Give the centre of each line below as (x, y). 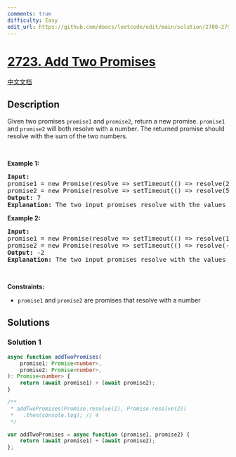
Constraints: (26, 287)
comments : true (29, 14)
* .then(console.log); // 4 (54, 415)
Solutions (29, 323)
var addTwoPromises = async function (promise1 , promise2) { (99, 435)
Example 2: (24, 218)
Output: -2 (26, 253)
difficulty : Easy (33, 20)
